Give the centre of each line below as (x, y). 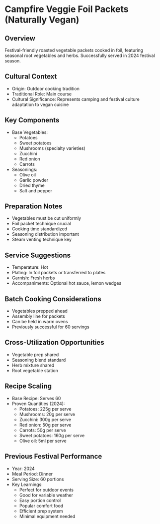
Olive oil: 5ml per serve (43, 441)
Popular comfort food (41, 506)
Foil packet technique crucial (41, 224)
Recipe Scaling (28, 386)
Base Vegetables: (30, 132)
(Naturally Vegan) (42, 20)
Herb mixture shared (33, 365)
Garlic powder (34, 180)
